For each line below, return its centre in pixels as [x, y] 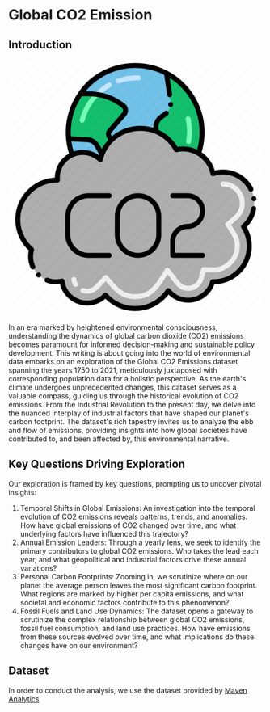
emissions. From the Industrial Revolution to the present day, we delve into [132, 404]
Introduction [40, 45]
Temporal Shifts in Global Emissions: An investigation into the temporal [137, 508]
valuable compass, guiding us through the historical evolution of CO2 [124, 396]
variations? [38, 568]
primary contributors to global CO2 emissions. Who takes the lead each [139, 550]
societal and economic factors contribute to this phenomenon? [124, 602]
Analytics [24, 699]
